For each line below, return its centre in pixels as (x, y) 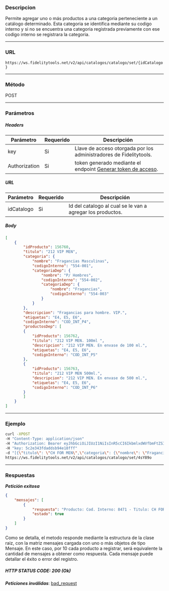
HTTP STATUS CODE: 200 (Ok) (38, 570)
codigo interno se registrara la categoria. (47, 35)
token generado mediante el (108, 162)
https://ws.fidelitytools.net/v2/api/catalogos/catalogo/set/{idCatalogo (84, 63)
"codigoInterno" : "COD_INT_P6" (65, 387)
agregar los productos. (95, 212)
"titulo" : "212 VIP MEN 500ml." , (67, 374)
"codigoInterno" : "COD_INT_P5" (65, 355)
